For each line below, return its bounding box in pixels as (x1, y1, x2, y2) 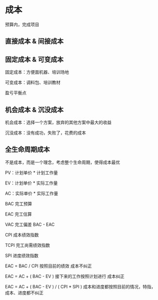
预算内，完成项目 (5, 21, 39, 27)
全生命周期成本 (5, 145, 50, 154)
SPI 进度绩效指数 (5, 252, 39, 259)
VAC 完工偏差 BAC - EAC (5, 221, 55, 227)
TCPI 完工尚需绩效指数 (5, 242, 50, 248)
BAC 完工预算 (5, 200, 33, 206)
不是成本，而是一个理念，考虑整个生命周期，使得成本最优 (5, 159, 120, 165)
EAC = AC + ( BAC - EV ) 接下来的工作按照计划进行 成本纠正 (5, 273, 125, 279)
